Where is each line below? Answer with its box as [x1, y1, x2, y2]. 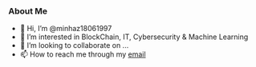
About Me [8, 6, 48, 17]
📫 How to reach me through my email [19, 49, 146, 59]
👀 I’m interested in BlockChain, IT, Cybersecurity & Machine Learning [19, 32, 249, 41]
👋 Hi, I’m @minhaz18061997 [19, 24, 112, 33]
